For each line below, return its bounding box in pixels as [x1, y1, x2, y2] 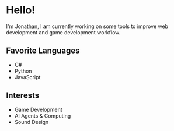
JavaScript [14, 73, 41, 80]
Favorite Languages [6, 46, 80, 56]
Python [14, 68, 32, 75]
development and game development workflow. [6, 29, 121, 36]
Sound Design [14, 118, 49, 125]
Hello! [6, 3, 36, 17]
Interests [6, 91, 40, 101]
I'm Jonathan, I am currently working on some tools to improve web [6, 23, 168, 30]
